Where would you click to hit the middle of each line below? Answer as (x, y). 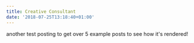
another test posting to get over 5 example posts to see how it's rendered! (97, 34)
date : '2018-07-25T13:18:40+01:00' (50, 17)
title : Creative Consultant (41, 11)
